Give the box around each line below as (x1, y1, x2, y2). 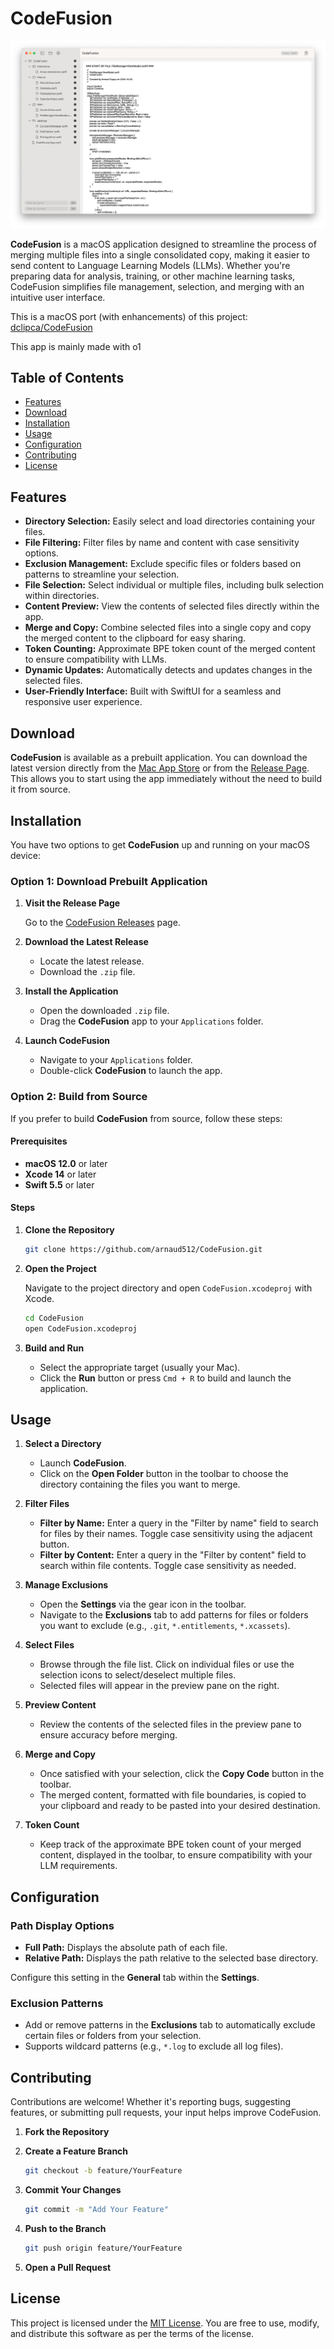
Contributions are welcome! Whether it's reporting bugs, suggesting (10, 2096, 292, 2108)
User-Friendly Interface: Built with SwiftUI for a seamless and (24, 685, 282, 697)
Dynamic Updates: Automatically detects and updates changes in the (24, 664, 313, 676)
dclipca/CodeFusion (10, 321, 93, 333)
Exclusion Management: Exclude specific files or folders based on (24, 558, 302, 570)
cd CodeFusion (24, 1313, 84, 1323)
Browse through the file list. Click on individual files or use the (39, 1658, 295, 1671)
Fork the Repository (24, 2126, 110, 2138)
